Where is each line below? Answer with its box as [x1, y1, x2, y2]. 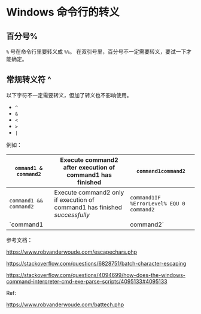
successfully [54, 210, 90, 218]
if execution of [54, 195, 95, 204]
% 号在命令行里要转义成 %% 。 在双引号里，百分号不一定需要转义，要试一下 [6, 48, 187, 55]
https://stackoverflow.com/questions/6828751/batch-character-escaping [6, 260, 187, 267]
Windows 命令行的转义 [6, 5, 120, 19]
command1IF [130, 194, 161, 201]
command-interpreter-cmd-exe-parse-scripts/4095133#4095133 [6, 278, 167, 285]
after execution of [63, 163, 115, 171]
